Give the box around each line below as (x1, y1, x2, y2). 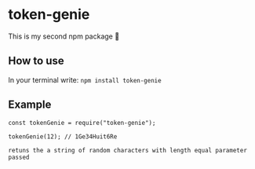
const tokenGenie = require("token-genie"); (8, 119, 156, 127)
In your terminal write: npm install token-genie (8, 75, 162, 84)
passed (8, 153, 30, 161)
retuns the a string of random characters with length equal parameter (8, 146, 247, 154)
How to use (8, 54, 64, 68)
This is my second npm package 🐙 (8, 31, 120, 41)
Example (8, 98, 52, 112)
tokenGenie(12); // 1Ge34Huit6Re (8, 132, 118, 141)
